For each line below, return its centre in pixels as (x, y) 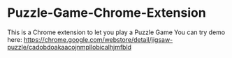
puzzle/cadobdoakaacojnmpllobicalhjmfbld (69, 47)
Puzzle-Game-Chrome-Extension (107, 13)
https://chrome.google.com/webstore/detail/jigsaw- (98, 39)
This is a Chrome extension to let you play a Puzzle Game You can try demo (116, 32)
